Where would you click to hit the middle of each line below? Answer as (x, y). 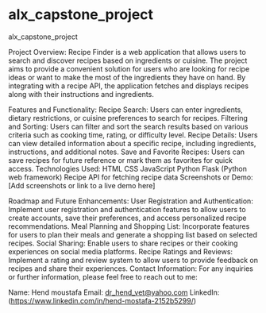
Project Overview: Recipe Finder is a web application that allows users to (127, 52)
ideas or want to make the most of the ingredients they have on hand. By (127, 77)
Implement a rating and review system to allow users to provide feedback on (133, 260)
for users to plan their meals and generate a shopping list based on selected (133, 234)
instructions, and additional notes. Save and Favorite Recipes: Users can (126, 152)
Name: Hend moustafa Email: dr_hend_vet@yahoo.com (98, 292)
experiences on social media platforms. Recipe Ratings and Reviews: (120, 251)
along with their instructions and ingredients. (81, 94)
